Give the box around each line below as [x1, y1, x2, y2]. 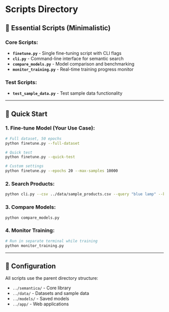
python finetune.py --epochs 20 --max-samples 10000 [5, 168, 118, 173]
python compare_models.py [5, 215, 59, 220]
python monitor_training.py [5, 243, 64, 248]
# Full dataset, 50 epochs [5, 136, 62, 141]
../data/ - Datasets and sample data [12, 290, 90, 296]
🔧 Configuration [5, 262, 56, 270]
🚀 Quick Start [5, 109, 48, 118]
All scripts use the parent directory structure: [5, 275, 99, 281]
